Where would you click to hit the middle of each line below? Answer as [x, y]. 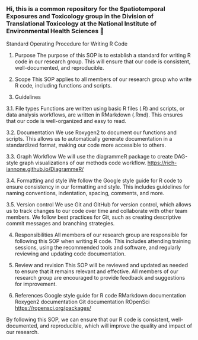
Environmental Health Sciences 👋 [55, 31]
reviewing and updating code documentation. [70, 254]
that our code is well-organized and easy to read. [66, 121]
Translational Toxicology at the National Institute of [82, 24]
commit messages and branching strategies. [60, 224]
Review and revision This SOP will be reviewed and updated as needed [101, 265]
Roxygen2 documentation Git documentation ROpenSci [82, 302]
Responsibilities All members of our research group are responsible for [101, 235]
